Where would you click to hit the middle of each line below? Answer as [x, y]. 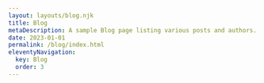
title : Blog [28, 23]
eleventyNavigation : [42, 52]
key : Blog [31, 60]
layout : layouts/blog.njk [51, 15]
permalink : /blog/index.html [56, 45]
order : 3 [30, 67]
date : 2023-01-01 [37, 38]
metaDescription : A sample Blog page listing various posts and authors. [133, 30]
